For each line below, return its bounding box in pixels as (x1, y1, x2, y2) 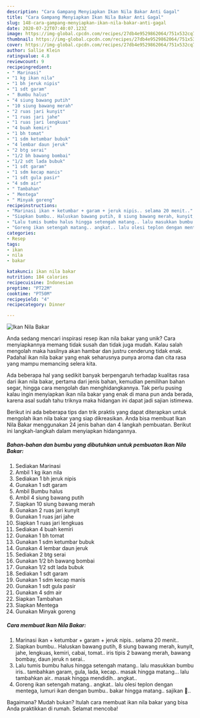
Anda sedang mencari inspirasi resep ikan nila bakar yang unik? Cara (7, 335, 176, 342)
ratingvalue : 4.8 (7, 53, 50, 59)
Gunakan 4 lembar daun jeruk (15, 545, 88, 552)
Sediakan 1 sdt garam (15, 570, 68, 577)
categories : (7, 230, 36, 236)
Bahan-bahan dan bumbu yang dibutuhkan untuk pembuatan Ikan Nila (7, 441, 186, 448)
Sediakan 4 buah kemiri (15, 526, 74, 533)
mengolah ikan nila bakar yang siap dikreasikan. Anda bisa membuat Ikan (7, 415, 186, 422)
